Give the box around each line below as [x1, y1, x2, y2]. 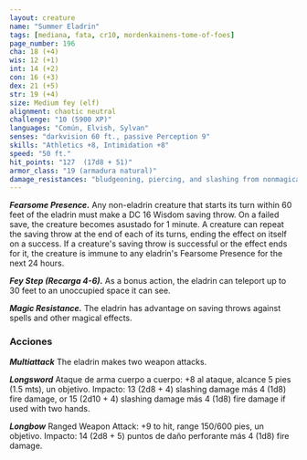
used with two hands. [9, 402, 90, 413]
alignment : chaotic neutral [9, 107, 117, 116]
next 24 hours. [9, 257, 65, 269]
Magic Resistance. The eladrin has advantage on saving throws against [9, 303, 281, 314]
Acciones [9, 335, 53, 348]
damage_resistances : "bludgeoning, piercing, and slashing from [9, 174, 259, 183]
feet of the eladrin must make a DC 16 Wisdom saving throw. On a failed [9, 209, 280, 220]
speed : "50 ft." [9, 149, 71, 158]
